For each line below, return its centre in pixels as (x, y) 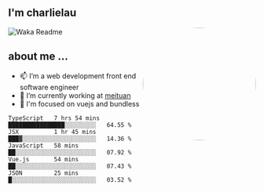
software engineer (49, 87)
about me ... (38, 57)
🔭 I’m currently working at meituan (75, 95)
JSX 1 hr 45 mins (52, 132)
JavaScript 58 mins (44, 145)
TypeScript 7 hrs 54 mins (54, 118)
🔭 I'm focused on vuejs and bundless (79, 103)
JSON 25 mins (44, 173)
